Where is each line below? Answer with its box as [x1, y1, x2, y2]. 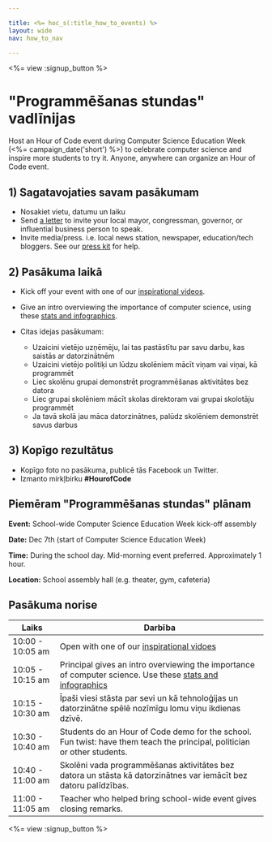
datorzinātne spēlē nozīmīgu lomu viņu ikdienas [59, 703, 241, 715]
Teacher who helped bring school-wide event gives [59, 793, 257, 805]
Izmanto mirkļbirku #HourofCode [19, 473, 132, 483]
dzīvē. [59, 713, 83, 724]
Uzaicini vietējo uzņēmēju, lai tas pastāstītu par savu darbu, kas [32, 342, 245, 352]
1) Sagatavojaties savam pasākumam [8, 185, 200, 199]
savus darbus [32, 420, 79, 430]
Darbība [143, 622, 176, 633]
